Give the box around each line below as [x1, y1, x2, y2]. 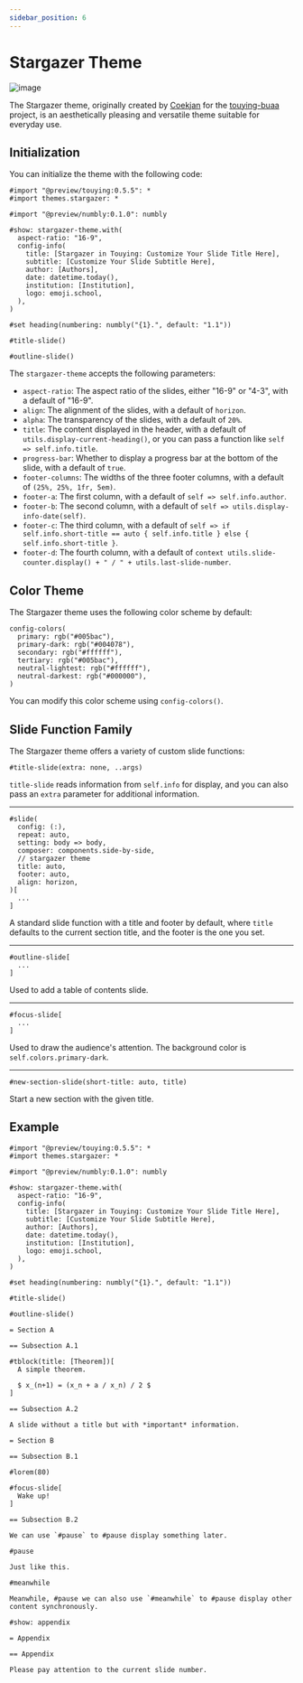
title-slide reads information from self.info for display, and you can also [9, 779, 289, 790]
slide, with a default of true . [22, 463, 126, 473]
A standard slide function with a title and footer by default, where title [9, 918, 273, 928]
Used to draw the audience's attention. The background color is [9, 1043, 246, 1052]
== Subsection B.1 [9, 1452, 78, 1461]
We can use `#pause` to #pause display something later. [9, 1530, 228, 1540]
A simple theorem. [17, 1365, 87, 1374]
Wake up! [17, 1491, 50, 1501]
